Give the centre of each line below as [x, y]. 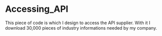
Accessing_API [37, 9]
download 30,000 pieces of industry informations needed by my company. [81, 28]
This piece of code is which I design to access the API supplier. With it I [78, 23]
